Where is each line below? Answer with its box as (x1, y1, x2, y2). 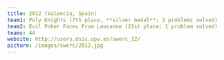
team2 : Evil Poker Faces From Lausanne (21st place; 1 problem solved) (7, 23, 218, 30)
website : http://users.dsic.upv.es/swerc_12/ (7, 36, 140, 43)
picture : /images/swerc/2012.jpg (7, 42, 104, 49)
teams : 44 (7, 29, 36, 37)
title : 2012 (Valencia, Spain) (7, 10, 97, 17)
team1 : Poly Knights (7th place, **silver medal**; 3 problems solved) (7, 17, 218, 23)
